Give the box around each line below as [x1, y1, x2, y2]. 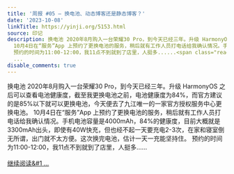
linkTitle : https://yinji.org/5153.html [7, 23, 127, 30]
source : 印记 [7, 29, 43, 37]
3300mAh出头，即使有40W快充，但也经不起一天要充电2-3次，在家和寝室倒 [7, 125, 225, 134]
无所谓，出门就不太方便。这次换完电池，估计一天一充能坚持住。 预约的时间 [7, 134, 223, 143]
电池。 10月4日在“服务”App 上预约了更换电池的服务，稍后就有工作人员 [13, 108, 215, 116]
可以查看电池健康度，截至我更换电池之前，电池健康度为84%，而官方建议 [13, 90, 223, 99]
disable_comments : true [7, 62, 77, 69]
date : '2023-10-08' [7, 17, 64, 24]
